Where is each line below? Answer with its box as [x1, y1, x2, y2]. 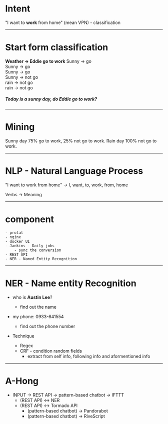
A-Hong [5, 375, 39, 387]
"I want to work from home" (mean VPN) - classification [5, 19, 121, 25]
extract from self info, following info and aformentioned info [27, 353, 150, 359]
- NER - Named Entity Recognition [5, 256, 77, 261]
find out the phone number [19, 323, 75, 329]
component [5, 213, 54, 225]
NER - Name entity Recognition [5, 278, 136, 289]
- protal [5, 230, 23, 235]
